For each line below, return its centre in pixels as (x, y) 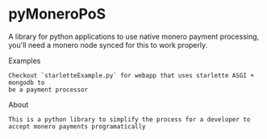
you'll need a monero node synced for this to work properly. (108, 44)
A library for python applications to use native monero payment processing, (134, 36)
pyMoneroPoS (57, 14)
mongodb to (27, 82)
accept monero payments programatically (77, 126)
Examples (25, 61)
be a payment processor (48, 90)
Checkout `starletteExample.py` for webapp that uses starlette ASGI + (131, 75)
